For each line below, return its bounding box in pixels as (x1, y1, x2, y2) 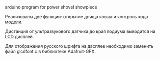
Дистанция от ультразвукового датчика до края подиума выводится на (5, 29, 156, 34)
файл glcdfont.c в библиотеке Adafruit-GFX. (5, 49, 96, 54)
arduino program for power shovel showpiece (5, 4, 97, 10)
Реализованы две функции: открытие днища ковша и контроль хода (5, 14, 148, 19)
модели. (5, 19, 23, 25)
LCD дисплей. (5, 34, 34, 39)
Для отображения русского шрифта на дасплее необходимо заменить (5, 43, 154, 49)
